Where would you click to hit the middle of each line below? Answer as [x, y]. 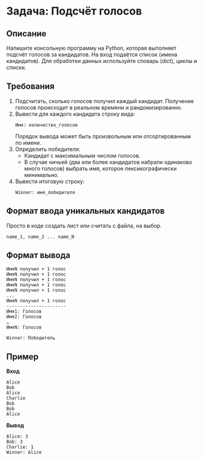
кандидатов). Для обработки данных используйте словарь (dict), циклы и [102, 61]
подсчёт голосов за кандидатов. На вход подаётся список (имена [92, 55]
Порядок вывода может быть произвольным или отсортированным [103, 136]
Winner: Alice [24, 453]
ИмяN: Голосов [24, 328]
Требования [30, 86]
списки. [16, 67]
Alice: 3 [17, 437]
